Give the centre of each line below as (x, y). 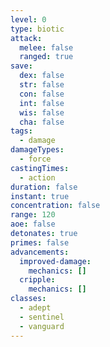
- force (35, 159)
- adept (35, 308)
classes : (28, 299)
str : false (42, 85)
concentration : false (55, 206)
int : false (42, 103)
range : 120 (33, 215)
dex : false (42, 76)
